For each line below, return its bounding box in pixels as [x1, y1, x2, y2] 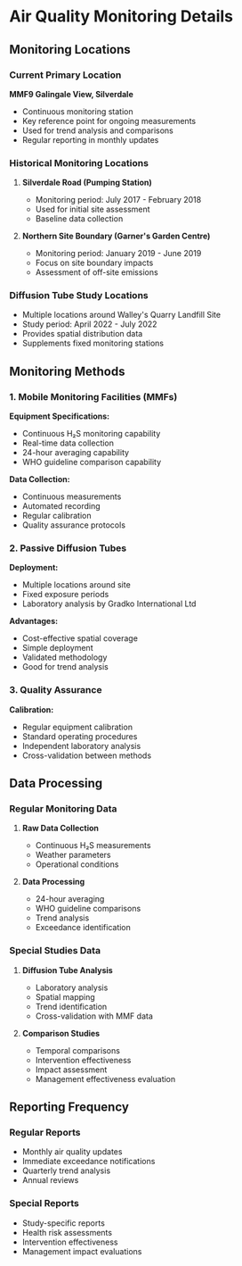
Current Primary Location [9, 69, 122, 81]
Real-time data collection [21, 437, 114, 448]
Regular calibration [21, 511, 92, 521]
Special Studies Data [9, 945, 101, 957]
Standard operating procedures [21, 730, 138, 742]
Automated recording [21, 501, 101, 512]
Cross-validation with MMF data [35, 1011, 154, 1021]
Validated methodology [21, 652, 108, 662]
